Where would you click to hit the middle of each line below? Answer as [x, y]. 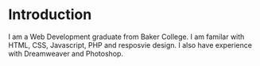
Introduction [50, 15]
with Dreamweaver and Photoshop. [66, 53]
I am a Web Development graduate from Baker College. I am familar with [126, 37]
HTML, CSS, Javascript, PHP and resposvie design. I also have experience [130, 45]
